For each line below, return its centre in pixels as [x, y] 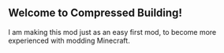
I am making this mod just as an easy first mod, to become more [112, 32]
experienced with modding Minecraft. [69, 40]
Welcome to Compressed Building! [95, 13]
